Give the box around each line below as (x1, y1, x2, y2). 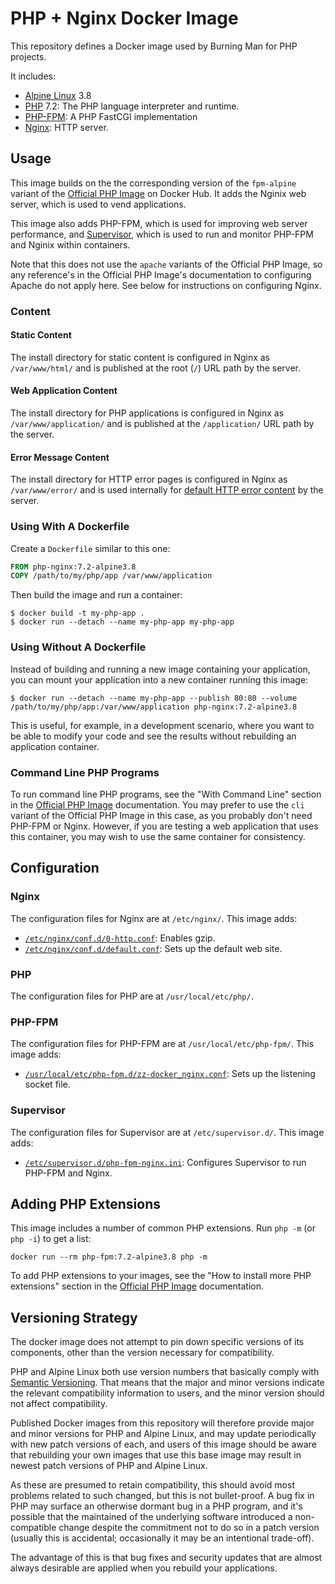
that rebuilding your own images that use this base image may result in (10, 1449, 302, 1461)
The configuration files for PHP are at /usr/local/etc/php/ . (10, 990, 254, 1002)
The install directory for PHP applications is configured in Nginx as (10, 407, 285, 419)
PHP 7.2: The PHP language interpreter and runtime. (24, 100, 240, 112)
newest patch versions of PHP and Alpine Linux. (10, 1460, 208, 1472)
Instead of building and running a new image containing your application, (10, 663, 311, 675)
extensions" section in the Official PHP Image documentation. (10, 1280, 265, 1292)
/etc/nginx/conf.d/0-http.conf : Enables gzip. (24, 932, 216, 944)
